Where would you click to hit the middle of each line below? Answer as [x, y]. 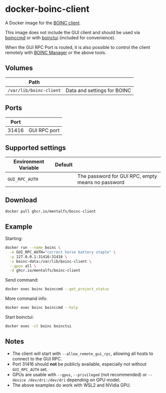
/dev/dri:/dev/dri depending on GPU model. [74, 380]
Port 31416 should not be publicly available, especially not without [79, 364]
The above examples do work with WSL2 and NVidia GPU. [71, 385]
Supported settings [36, 148]
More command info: [26, 298]
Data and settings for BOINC [98, 90]
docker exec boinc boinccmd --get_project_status [57, 289]
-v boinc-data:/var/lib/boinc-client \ [51, 261]
